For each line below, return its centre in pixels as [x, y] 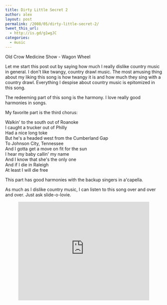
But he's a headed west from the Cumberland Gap [57, 138]
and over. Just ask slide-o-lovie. [38, 195]
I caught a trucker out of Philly [36, 127]
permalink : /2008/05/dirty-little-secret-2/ [52, 24]
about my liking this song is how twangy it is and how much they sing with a [83, 77]
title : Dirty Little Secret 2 [37, 10]
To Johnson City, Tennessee [34, 143]
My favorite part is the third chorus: [42, 112]
